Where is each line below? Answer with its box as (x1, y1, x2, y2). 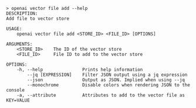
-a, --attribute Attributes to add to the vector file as (16, 92, 185, 98)
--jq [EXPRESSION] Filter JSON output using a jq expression (27, 72, 188, 78)
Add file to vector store (6, 16, 69, 22)
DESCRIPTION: (6, 11, 38, 16)
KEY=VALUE (6, 97, 31, 103)
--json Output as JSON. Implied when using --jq (27, 77, 185, 83)
